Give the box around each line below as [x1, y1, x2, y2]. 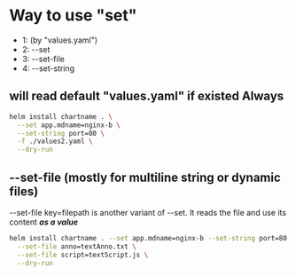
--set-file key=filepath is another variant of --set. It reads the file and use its [9, 207, 286, 217]
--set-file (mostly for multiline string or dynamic [9, 170, 281, 185]
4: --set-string [21, 63, 75, 74]
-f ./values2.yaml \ [17, 137, 93, 146]
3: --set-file [21, 53, 65, 64]
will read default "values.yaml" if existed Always [9, 89, 284, 104]
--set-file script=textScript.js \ [17, 250, 149, 259]
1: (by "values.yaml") [21, 35, 98, 45]
